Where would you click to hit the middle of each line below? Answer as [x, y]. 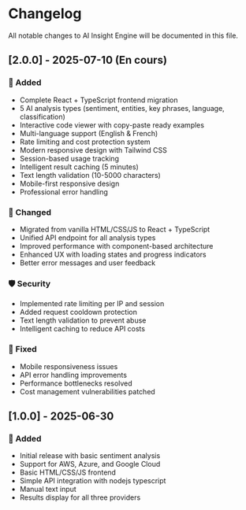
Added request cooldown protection [78, 312]
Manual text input [48, 490]
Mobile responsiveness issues [69, 366]
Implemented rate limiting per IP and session [92, 304]
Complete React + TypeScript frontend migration [99, 100]
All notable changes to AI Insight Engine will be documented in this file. [123, 35]
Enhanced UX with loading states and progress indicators [113, 254]
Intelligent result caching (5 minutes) [79, 167]
